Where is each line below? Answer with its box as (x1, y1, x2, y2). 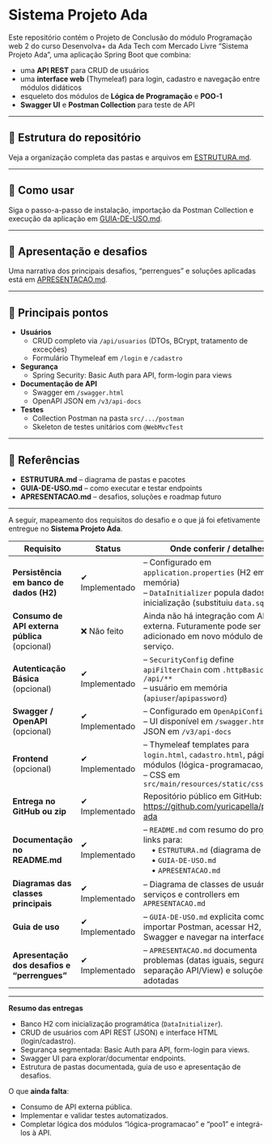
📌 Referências (8, 453, 80, 467)
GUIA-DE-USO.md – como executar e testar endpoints (19, 484, 202, 493)
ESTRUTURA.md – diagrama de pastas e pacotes (19, 475, 186, 484)
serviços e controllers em (142, 889, 240, 900)
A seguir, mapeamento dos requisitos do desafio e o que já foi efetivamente (8, 515, 261, 524)
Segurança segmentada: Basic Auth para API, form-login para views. (19, 1045, 250, 1054)
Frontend (12, 753, 49, 764)
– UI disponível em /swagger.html (142, 715, 270, 727)
